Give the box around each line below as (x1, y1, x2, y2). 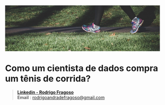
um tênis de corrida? (5, 73, 91, 84)
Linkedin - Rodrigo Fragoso (17, 89, 74, 95)
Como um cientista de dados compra (5, 63, 158, 74)
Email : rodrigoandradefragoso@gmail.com (17, 94, 105, 100)
